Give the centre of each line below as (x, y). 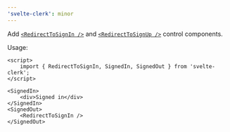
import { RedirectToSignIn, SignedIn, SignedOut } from (104, 66)
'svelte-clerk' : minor (40, 14)
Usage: (18, 47)
